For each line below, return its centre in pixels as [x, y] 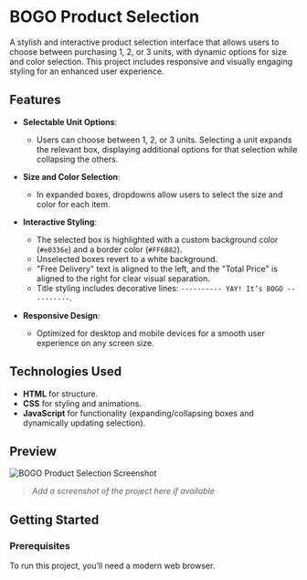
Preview [33, 451]
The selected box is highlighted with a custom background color [157, 239]
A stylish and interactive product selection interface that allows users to [144, 42]
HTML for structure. [60, 394]
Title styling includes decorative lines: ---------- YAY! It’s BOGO [159, 288]
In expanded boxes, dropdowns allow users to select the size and [159, 195]
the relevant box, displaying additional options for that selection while [167, 149]
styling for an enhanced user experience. [87, 71]
